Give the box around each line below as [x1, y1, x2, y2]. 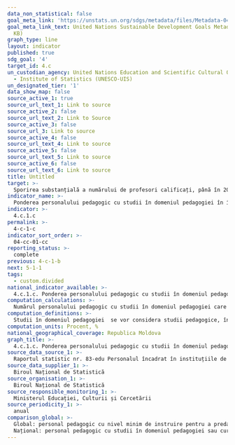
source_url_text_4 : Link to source [7, 141, 111, 148]
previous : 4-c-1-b [7, 258, 61, 265]
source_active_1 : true [7, 95, 73, 102]
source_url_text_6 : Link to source [7, 166, 111, 174]
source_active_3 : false [7, 121, 77, 128]
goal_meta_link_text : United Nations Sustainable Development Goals [7, 23, 211, 30]
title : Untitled [7, 173, 55, 180]
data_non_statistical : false [7, 10, 92, 18]
